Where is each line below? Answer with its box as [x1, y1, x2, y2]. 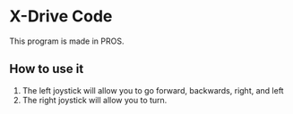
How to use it [9, 61, 84, 77]
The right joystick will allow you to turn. [22, 94, 168, 105]
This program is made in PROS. [9, 36, 125, 46]
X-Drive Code [9, 6, 113, 27]
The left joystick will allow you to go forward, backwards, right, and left [22, 85, 284, 95]
